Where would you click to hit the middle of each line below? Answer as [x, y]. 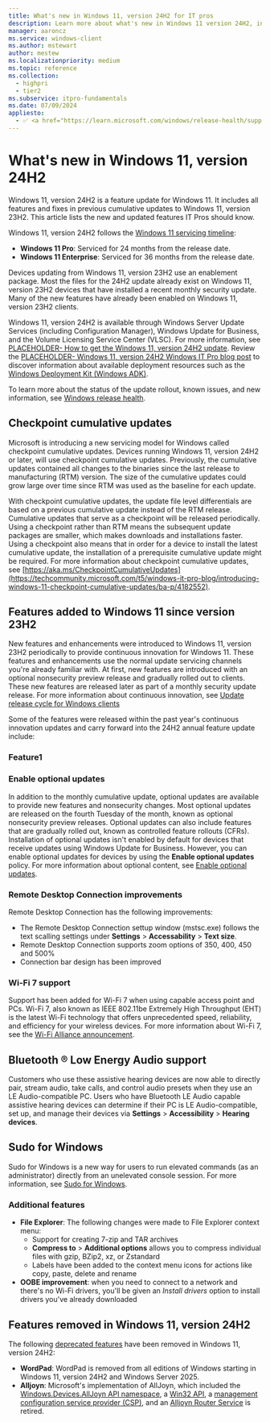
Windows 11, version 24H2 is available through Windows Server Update [127, 322]
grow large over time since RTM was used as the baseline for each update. [132, 485]
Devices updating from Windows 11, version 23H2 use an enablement [123, 272]
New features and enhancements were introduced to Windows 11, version [130, 644]
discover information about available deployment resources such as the [127, 365]
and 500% [37, 953]
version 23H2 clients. [43, 306]
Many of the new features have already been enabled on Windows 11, [123, 298]
